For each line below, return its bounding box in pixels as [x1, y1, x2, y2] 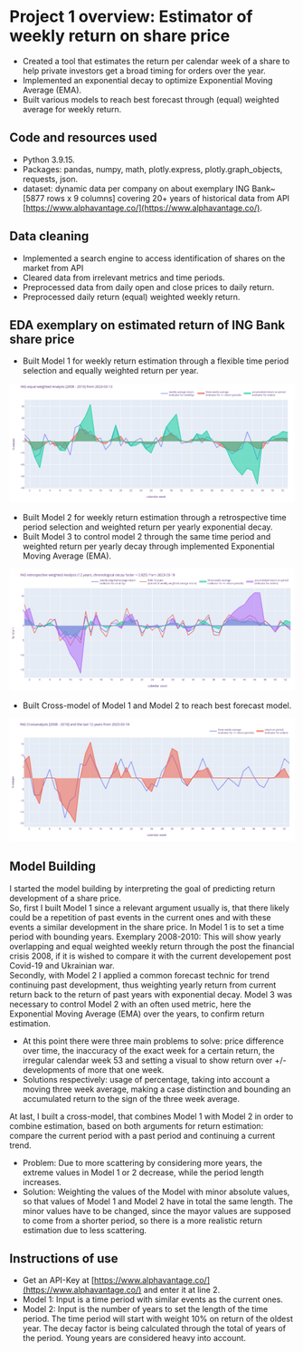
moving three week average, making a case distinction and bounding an [22, 1084, 291, 1094]
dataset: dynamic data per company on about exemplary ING [22, 183, 251, 194]
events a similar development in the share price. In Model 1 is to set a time [9, 921, 285, 932]
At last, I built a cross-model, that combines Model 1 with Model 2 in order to [9, 1111, 294, 1122]
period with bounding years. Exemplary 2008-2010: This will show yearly [9, 931, 282, 942]
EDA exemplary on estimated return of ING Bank [9, 317, 286, 333]
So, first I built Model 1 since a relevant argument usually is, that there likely [9, 902, 289, 913]
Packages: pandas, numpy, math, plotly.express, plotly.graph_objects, [22, 163, 283, 174]
